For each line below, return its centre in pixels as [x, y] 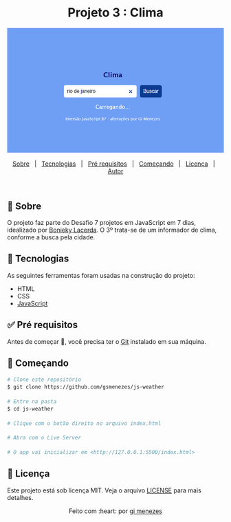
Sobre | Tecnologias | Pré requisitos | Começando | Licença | [114, 164]
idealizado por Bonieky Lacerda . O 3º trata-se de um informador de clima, [112, 230]
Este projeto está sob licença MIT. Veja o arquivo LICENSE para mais [104, 490]
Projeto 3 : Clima [115, 13]
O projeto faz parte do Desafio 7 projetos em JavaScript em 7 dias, [101, 222]
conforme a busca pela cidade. [51, 237]
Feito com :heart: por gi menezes [115, 511]
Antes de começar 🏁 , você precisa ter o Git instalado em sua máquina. [107, 341]
